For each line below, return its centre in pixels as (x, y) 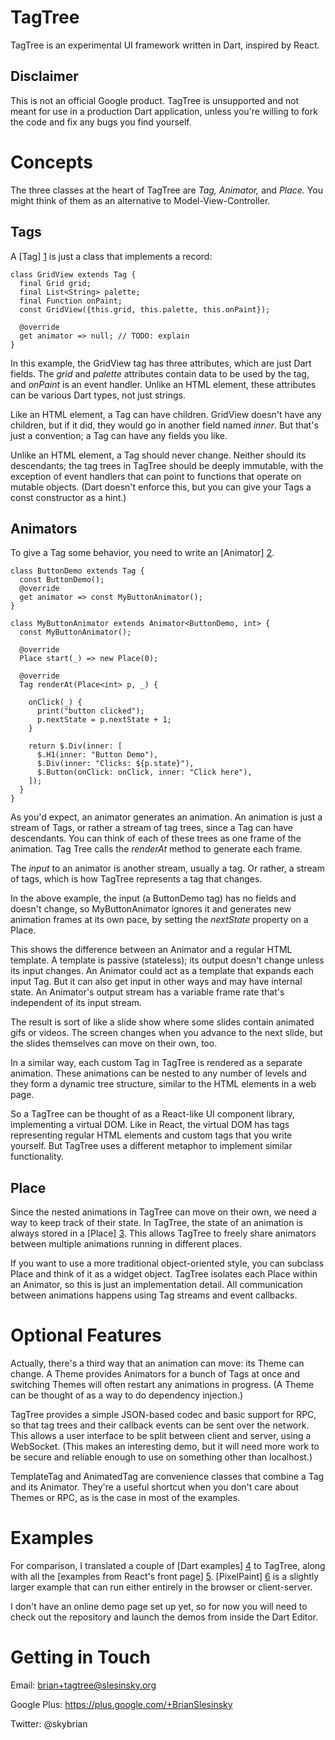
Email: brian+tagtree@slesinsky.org (83, 1685)
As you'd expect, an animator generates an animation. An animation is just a (166, 817)
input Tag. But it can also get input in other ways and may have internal (156, 982)
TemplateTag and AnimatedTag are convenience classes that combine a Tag (167, 1477)
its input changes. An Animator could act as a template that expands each (162, 971)
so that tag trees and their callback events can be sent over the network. (160, 1425)
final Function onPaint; (71, 301)
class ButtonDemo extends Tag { (77, 571)
